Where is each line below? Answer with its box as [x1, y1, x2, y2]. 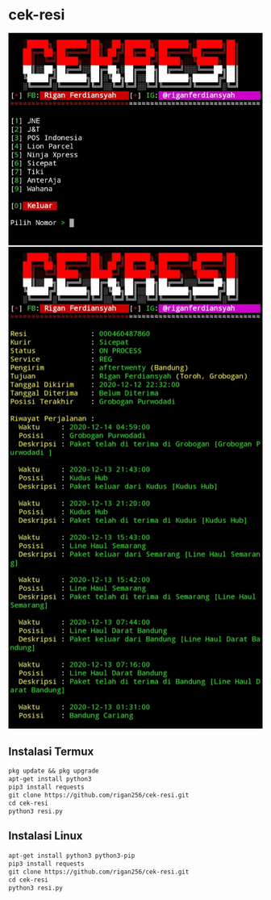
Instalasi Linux [8, 829, 83, 843]
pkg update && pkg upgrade [8, 767, 99, 776]
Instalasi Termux [8, 744, 94, 758]
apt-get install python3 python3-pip [8, 852, 135, 860]
